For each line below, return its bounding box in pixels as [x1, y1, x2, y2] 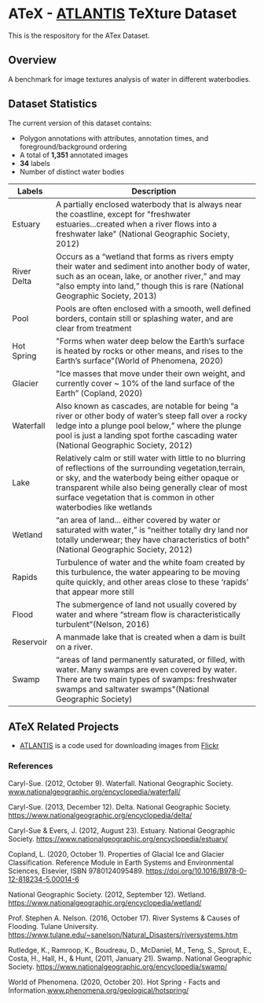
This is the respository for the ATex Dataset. [8, 31, 150, 40]
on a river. [55, 641, 93, 652]
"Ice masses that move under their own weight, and [55, 367, 246, 378]
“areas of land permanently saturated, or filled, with [55, 654, 246, 665]
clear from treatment [55, 323, 132, 334]
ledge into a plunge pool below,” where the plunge [55, 420, 242, 431]
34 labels [19, 158, 51, 168]
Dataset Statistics [8, 98, 97, 111]
